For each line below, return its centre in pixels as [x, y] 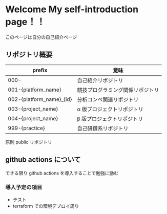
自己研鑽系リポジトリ [102, 128]
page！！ [25, 22]
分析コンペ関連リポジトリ [108, 99]
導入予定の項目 [24, 187]
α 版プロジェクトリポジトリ [110, 109]
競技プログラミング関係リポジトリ [118, 90]
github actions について [43, 160]
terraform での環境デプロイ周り [46, 206]
